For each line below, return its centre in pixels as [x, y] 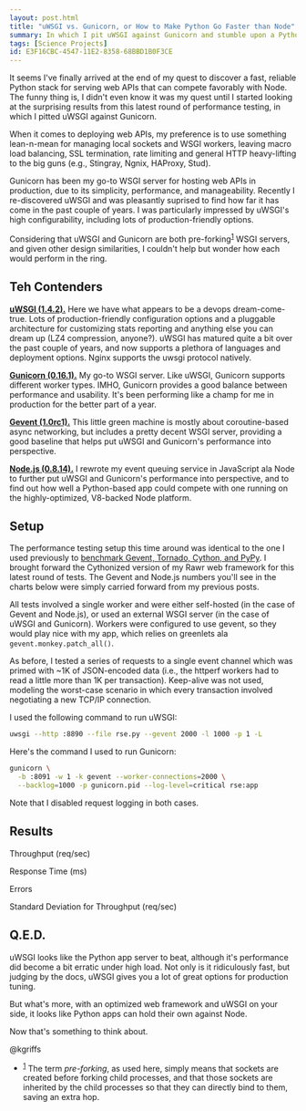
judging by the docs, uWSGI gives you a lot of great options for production [149, 976]
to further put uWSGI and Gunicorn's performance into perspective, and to [149, 478]
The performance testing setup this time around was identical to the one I [147, 548]
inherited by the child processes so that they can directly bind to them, [155, 1087]
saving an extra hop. [61, 1097]
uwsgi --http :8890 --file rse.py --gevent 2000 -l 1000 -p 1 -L [136, 734]
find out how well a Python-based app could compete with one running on [149, 488]
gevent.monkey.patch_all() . [62, 643]
